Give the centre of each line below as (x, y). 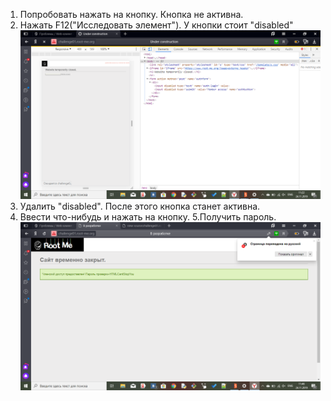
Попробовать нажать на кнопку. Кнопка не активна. (131, 14)
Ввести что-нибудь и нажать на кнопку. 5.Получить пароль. (148, 216)
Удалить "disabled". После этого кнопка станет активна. (140, 206)
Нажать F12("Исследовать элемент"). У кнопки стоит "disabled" (156, 25)
